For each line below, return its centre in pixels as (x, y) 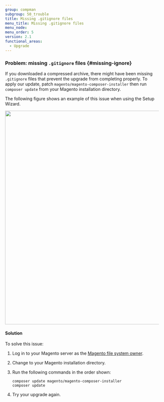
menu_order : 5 (20, 32)
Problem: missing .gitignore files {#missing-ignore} (69, 63)
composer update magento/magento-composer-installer (67, 381)
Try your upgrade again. (36, 395)
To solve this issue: (24, 344)
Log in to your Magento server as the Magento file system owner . (78, 353)
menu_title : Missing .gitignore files (44, 23)
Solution (14, 333)
